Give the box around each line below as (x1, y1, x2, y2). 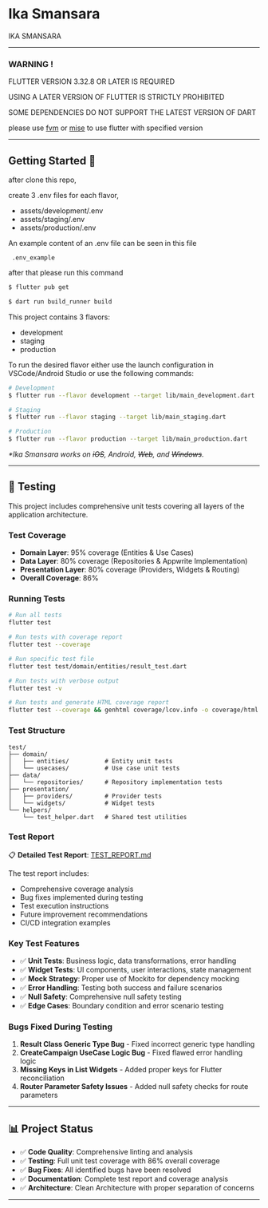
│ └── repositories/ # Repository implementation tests (8, 778, 223, 786)
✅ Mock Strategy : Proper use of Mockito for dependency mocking (19, 974, 240, 984)
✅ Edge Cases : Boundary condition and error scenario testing (19, 1001, 224, 1011)
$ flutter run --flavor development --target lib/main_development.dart (8, 391, 255, 399)
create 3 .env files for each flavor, (8, 191, 120, 200)
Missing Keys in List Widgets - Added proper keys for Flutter (19, 1065, 223, 1075)
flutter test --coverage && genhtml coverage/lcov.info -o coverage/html (8, 706, 259, 715)
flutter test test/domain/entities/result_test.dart (8, 662, 187, 671)
